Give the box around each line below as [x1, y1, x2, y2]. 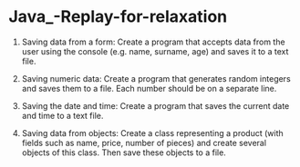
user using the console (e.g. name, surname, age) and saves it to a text [21, 45, 289, 56]
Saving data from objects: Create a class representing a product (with [21, 127, 284, 138]
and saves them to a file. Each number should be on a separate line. [21, 83, 277, 93]
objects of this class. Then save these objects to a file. [21, 147, 227, 158]
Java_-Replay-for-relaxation [8, 6, 228, 27]
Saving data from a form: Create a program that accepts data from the [21, 36, 285, 47]
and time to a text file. [21, 110, 104, 121]
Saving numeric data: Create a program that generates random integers [21, 73, 291, 83]
